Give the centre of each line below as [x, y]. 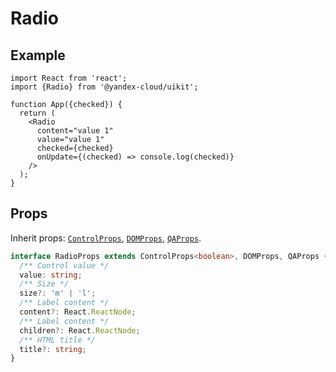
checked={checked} [75, 148]
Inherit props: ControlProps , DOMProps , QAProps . [106, 238]
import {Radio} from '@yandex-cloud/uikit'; [104, 87]
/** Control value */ [64, 265]
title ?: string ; [53, 349]
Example [38, 55]
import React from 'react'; [69, 78]
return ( [37, 113]
